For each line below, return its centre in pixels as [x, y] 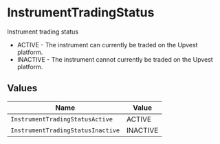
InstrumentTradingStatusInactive [65, 130]
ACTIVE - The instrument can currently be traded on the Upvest [107, 45]
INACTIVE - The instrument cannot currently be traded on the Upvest [115, 59]
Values [22, 88]
